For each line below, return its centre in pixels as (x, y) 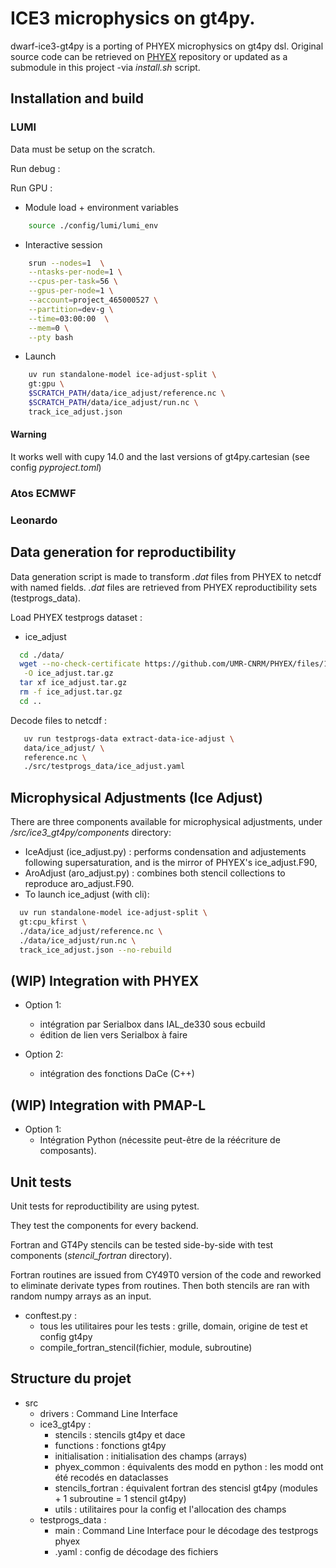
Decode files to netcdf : (59, 720)
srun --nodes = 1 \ (66, 263)
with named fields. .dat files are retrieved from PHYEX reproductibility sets (164, 587)
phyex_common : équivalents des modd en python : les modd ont (189, 1466)
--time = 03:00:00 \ (69, 318)
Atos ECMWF (43, 493)
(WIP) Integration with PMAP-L (108, 1105)
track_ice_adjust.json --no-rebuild (95, 950)
